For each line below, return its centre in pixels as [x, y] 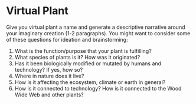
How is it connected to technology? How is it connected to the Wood [98, 88]
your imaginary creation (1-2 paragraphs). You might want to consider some [98, 33]
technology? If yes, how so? [49, 69]
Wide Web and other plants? [49, 95]
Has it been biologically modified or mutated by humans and [88, 63]
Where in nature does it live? [49, 76]
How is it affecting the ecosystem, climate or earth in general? [90, 82]
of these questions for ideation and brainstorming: [67, 39]
